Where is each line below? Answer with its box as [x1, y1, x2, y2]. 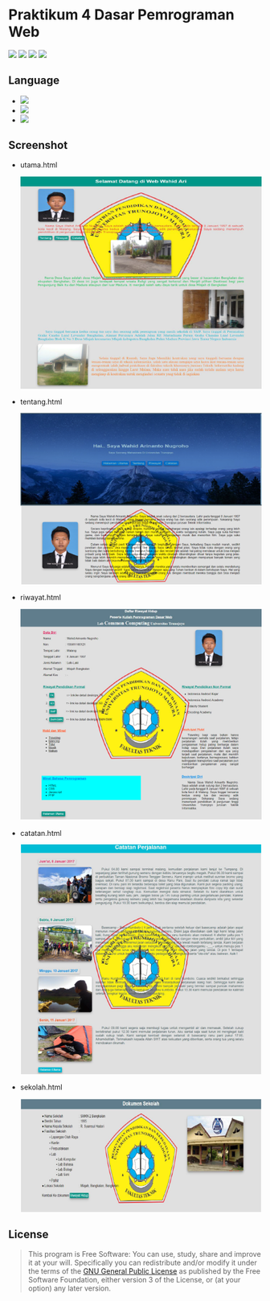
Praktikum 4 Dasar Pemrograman [8, 6, 235, 24]
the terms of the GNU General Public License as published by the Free [27, 1266, 261, 1276]
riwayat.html [19, 593, 62, 603]
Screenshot [8, 138, 68, 152]
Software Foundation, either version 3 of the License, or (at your [27, 1274, 241, 1284]
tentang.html [19, 397, 63, 406]
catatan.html [19, 828, 62, 838]
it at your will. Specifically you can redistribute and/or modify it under [27, 1258, 257, 1267]
